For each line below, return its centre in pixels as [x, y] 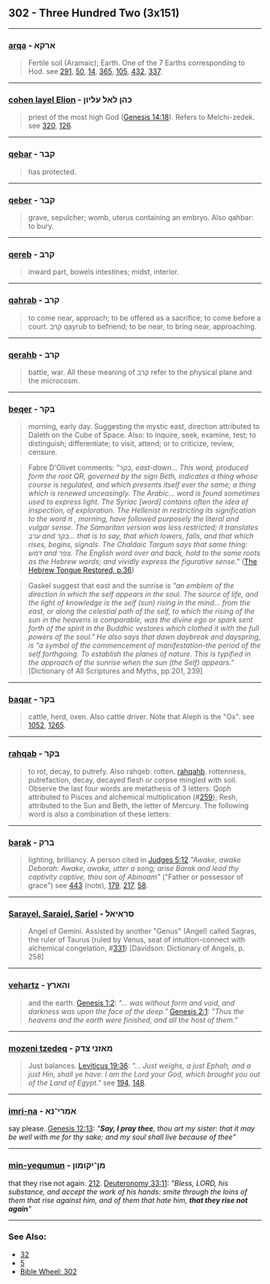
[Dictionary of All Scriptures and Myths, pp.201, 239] [115, 671]
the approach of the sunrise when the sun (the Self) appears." [131, 663]
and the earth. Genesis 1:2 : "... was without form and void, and [131, 1003]
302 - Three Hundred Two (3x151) [94, 13]
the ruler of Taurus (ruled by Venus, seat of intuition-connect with [137, 940]
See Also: [27, 1237]
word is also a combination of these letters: [99, 814]
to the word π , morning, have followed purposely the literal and [133, 519]
